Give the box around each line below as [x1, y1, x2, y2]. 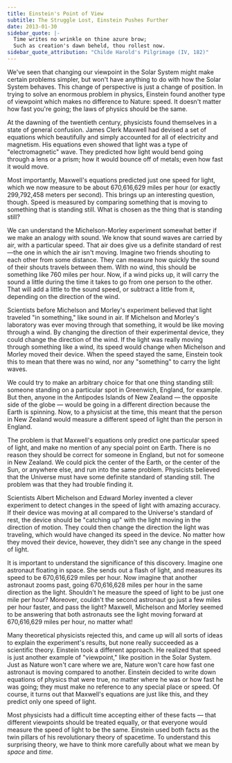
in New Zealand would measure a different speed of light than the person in [7, 415, 223, 423]
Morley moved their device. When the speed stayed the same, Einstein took [7, 350, 223, 358]
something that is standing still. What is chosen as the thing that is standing [7, 205, 222, 214]
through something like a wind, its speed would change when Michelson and [7, 343, 226, 351]
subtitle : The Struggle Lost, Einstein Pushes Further [7, 17, 169, 24]
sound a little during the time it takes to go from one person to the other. [7, 277, 213, 286]
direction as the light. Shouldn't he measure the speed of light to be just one [7, 588, 224, 597]
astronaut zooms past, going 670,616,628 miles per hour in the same [7, 581, 203, 589]
